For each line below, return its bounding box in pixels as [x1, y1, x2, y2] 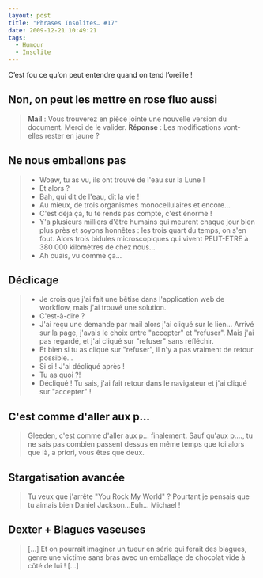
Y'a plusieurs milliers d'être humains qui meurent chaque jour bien [39, 217, 255, 226]
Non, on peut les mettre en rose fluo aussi [8, 93, 218, 107]
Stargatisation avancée [8, 470, 125, 484]
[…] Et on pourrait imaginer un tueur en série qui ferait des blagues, [27, 544, 247, 553]
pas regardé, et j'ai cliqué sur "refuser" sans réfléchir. [39, 337, 215, 346]
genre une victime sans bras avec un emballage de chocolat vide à [27, 552, 246, 562]
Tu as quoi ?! [39, 370, 81, 380]
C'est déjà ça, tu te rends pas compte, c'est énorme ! [39, 208, 212, 218]
